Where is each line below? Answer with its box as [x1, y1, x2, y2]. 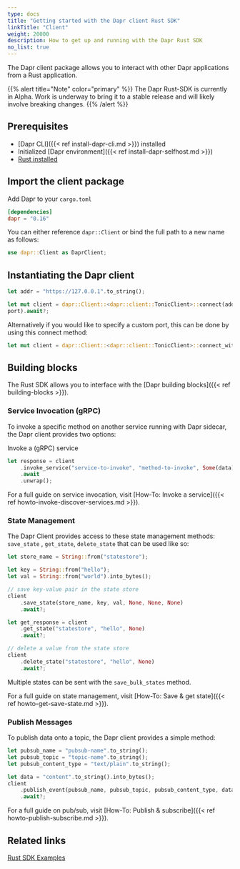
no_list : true [7, 44, 50, 51]
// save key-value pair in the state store [7, 586, 139, 593]
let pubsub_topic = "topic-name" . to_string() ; [7, 753, 149, 761]
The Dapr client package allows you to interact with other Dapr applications [7, 64, 229, 71]
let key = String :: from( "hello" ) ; [7, 566, 111, 574]
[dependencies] [7, 208, 53, 215]
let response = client [7, 457, 75, 465]
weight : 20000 [7, 30, 50, 38]
